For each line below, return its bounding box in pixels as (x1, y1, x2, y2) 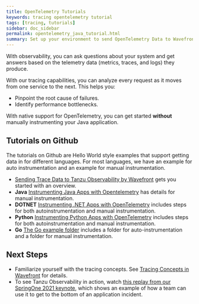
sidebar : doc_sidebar (6, 25, 60, 31)
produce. (6, 65, 28, 72)
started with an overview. (14, 182, 77, 189)
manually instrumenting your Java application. (6, 119, 119, 125)
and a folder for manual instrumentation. (14, 232, 114, 239)
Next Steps (6, 250, 48, 260)
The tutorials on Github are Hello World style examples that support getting (6, 151, 190, 159)
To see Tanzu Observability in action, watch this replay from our (14, 278, 171, 285)
